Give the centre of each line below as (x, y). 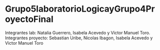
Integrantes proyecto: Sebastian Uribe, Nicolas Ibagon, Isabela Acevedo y (79, 38)
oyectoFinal (29, 19)
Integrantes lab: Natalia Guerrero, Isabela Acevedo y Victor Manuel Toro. (78, 33)
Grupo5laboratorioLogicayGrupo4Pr (80, 9)
